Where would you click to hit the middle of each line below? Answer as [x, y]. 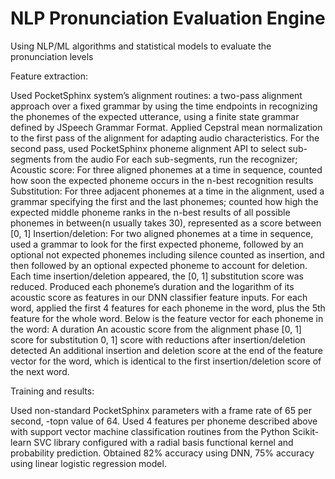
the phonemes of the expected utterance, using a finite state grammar [155, 116]
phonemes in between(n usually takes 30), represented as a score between [166, 223]
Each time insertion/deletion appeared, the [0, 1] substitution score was [157, 276]
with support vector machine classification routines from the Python [150, 431]
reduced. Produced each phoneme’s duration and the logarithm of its [152, 286]
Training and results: [52, 391]
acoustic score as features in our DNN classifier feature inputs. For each [159, 297]
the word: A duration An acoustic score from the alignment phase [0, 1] [156, 329]
